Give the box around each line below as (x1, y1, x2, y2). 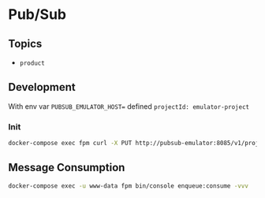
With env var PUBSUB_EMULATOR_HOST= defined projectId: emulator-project (8, 101, 250, 111)
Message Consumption (8, 161, 125, 174)
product (19, 59, 45, 67)
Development (8, 80, 77, 94)
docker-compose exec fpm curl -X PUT (8, 140, 132, 148)
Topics (8, 37, 43, 50)
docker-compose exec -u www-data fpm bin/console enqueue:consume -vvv (8, 181, 248, 190)
